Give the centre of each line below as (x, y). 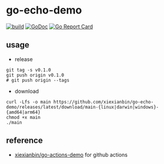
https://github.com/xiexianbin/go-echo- (103, 102)
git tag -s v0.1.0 (29, 70)
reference (24, 141)
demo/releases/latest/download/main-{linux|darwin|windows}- (83, 107)
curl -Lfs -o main (29, 102)
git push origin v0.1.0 (35, 75)
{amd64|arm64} (24, 112)
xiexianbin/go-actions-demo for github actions (71, 155)
